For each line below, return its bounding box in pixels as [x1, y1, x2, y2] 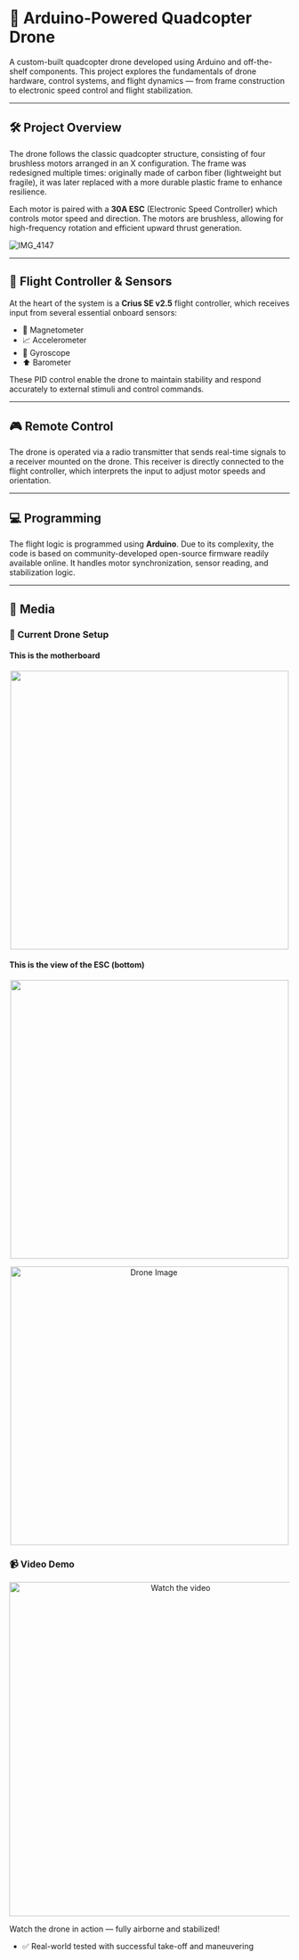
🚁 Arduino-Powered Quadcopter [9, 8, 252, 29]
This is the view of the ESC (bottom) [9, 959, 145, 970]
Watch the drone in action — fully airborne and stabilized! [9, 1923, 221, 1934]
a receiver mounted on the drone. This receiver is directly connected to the [9, 457, 285, 467]
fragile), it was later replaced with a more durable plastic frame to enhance [9, 177, 283, 187]
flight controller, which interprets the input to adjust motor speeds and [9, 465, 266, 476]
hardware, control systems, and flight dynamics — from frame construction [9, 75, 285, 86]
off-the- [243, 56, 273, 67]
